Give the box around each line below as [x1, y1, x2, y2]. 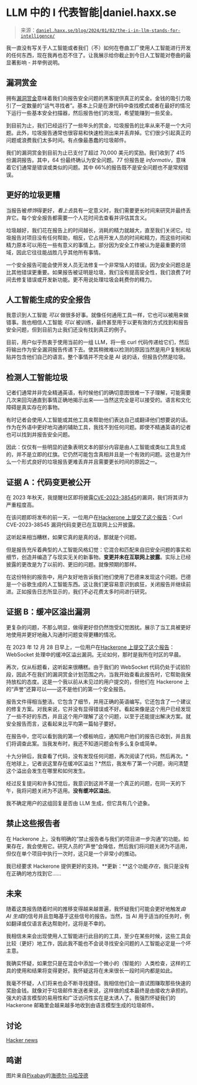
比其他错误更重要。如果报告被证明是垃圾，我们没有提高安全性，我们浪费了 [6, 268, 186, 276]
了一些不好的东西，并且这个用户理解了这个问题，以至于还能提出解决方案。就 [6, 712, 191, 719]
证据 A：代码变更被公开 [6, 477, 91, 487]
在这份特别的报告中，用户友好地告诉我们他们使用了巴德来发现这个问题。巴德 [6, 573, 191, 580]
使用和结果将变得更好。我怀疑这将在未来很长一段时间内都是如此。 [16, 967, 176, 974]
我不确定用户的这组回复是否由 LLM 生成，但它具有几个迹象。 [6, 799, 154, 807]
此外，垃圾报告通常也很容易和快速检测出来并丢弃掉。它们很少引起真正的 [16, 129, 191, 136]
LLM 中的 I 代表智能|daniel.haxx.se [6, 6, 177, 19]
